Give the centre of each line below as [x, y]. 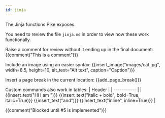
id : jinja [16, 10]
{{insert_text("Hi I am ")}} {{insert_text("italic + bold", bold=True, [72, 95]
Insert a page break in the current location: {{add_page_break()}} [73, 80]
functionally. [18, 40]
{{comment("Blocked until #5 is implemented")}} [56, 110]
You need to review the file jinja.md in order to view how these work [77, 34]
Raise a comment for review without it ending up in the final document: [79, 49]
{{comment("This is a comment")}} [42, 55]
